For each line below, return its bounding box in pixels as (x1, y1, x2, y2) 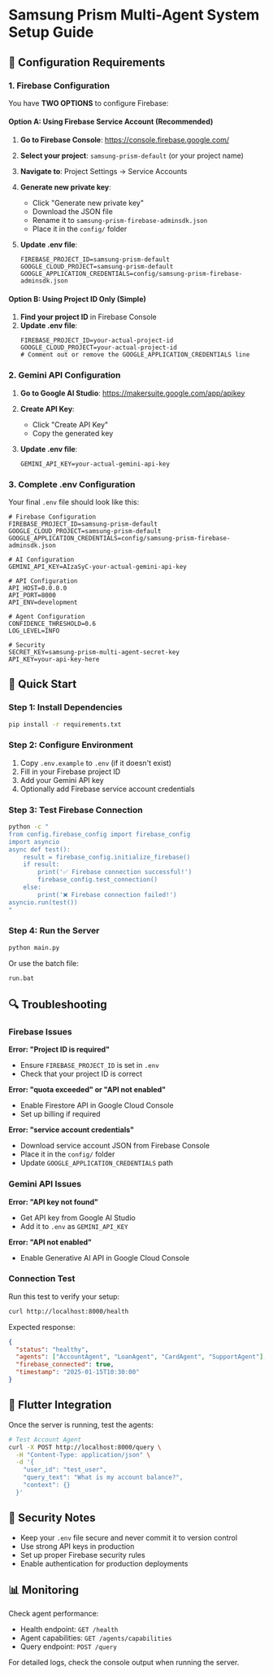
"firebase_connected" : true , (15, 1361, 115, 1369)
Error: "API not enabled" (8, 1237, 92, 1247)
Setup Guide (8, 23, 94, 42)
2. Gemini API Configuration (8, 370, 121, 381)
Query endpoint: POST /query (19, 1642, 118, 1651)
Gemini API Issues (8, 1179, 82, 1190)
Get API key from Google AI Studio (19, 1213, 136, 1222)
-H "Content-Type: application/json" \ (15, 1450, 151, 1459)
